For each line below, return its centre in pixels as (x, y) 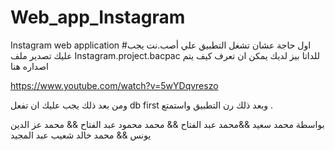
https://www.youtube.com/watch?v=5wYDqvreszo (114, 85)
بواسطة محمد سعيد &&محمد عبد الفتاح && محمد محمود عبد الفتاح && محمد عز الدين (167, 124)
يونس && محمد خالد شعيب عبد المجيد (81, 135)
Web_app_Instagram (98, 17)
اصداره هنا (29, 66)
